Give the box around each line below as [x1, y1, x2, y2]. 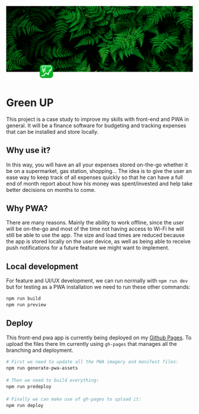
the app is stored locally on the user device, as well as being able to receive [6, 238, 191, 245]
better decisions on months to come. [6, 186, 96, 193]
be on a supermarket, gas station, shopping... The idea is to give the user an [6, 167, 192, 174]
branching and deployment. [6, 346, 74, 354]
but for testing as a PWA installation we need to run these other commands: [6, 284, 191, 291]
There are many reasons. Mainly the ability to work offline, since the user [6, 219, 184, 226]
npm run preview [6, 302, 46, 308]
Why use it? [6, 145, 51, 156]
